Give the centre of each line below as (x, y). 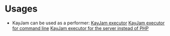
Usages (21, 9)
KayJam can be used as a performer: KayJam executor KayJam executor (88, 23)
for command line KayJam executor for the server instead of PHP (80, 28)
